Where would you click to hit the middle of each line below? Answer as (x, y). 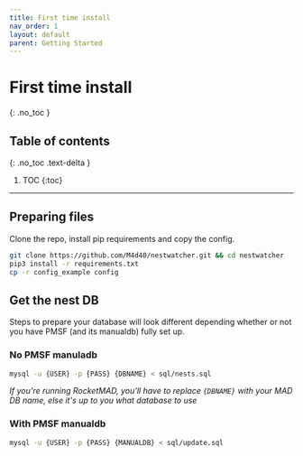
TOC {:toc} (42, 180)
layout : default (40, 34)
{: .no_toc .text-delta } (50, 163)
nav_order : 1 (34, 26)
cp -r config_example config (64, 272)
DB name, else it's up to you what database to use (103, 400)
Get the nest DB (54, 300)
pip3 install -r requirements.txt (74, 264)
